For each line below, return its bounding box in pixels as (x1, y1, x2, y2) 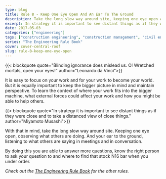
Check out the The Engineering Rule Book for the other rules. (5, 168, 129, 174)
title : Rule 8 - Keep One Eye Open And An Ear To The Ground (5, 12, 134, 17)
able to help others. (5, 98, 45, 104)
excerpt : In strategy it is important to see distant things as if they (5, 21, 158, 26)
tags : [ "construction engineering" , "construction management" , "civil (5, 35, 156, 40)
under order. (5, 158, 31, 164)
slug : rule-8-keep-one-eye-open (5, 48, 72, 53)
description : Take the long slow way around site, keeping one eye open (5, 16, 158, 21)
